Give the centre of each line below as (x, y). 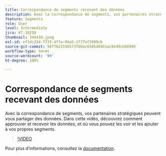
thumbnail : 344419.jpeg (30, 38)
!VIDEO (24, 139)
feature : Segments (24, 19)
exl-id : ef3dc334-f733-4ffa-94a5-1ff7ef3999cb (54, 42)
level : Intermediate (26, 28)
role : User (16, 24)
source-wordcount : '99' (30, 56)
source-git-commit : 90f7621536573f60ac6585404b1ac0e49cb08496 (70, 47)
